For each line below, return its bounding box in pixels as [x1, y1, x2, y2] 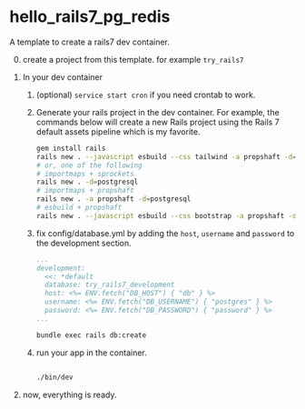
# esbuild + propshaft [35, 203, 123, 213]
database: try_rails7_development [44, 280, 175, 290]
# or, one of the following [35, 161, 143, 170]
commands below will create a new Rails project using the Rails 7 [35, 116, 280, 127]
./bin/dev [35, 373, 74, 382]
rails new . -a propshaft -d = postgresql [35, 195, 192, 204]
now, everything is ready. [22, 389, 117, 400]
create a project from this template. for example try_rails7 [22, 54, 244, 65]
